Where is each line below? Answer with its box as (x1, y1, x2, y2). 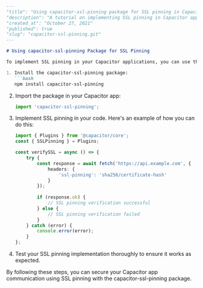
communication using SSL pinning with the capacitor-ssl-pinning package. (6, 275, 192, 282)
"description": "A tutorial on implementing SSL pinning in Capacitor (6, 15, 188, 21)
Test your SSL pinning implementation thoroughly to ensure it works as (14, 250, 192, 257)
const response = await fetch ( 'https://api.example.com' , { (37, 160, 192, 166)
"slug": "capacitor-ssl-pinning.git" (6, 31, 101, 38)
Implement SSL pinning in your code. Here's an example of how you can (14, 114, 195, 122)
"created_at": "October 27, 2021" (6, 20, 94, 26)
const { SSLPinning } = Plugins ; (14, 139, 100, 145)
